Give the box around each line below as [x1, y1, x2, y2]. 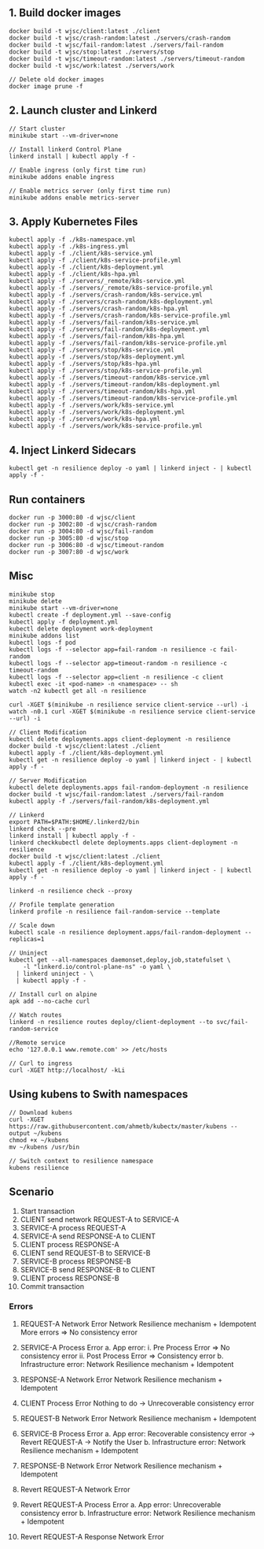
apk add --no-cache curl [9, 997, 90, 1005]
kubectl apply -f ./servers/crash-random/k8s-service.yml [9, 291, 203, 299]
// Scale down [9, 922, 56, 929]
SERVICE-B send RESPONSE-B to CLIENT [20, 1264, 156, 1274]
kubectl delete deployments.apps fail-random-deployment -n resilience [9, 784, 248, 791]
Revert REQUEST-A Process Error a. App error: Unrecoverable [20, 1499, 222, 1509]
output [9, 1129, 31, 1138]
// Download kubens [9, 1108, 73, 1116]
